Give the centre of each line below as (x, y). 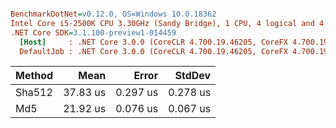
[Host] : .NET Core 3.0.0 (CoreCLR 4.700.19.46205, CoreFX (153, 42)
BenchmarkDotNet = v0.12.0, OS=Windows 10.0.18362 (113, 14)
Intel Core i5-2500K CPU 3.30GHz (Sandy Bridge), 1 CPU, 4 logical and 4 (167, 23)
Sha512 (34, 93)
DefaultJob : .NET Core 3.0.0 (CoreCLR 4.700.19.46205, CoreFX (153, 51)
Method (34, 76)
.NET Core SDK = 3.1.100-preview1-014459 (93, 32)
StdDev (193, 76)
